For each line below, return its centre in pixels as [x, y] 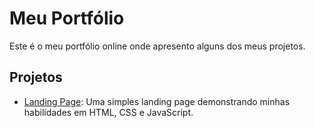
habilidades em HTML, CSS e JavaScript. [108, 112]
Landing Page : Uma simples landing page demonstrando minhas [157, 101]
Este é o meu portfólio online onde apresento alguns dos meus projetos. [157, 46]
